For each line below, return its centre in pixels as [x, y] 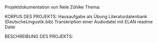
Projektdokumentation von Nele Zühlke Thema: [53, 7]
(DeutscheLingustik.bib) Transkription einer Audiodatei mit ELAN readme [79, 22]
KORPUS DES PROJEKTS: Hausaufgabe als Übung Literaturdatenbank [76, 16]
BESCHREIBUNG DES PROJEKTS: [39, 36]
